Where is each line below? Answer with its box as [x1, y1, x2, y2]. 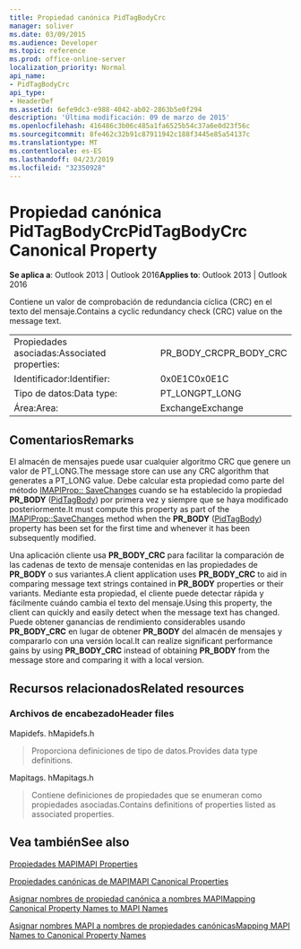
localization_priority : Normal [9, 64, 126, 73]
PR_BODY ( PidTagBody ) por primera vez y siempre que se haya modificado [9, 494, 288, 505]
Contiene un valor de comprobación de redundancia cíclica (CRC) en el [9, 297, 272, 308]
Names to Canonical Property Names [9, 929, 147, 940]
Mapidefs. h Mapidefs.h [9, 727, 95, 738]
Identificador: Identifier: [13, 373, 110, 386]
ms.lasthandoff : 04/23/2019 [9, 154, 115, 164]
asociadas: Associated [13, 347, 107, 360]
